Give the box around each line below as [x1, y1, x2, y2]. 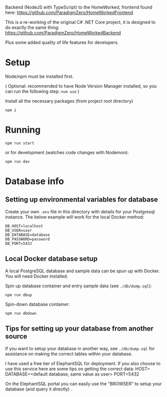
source [5, 332, 27, 341]
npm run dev [5, 159, 30, 164]
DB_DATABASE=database [5, 232, 50, 237]
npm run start [5, 141, 35, 146]
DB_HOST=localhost [5, 223, 43, 228]
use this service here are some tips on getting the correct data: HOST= [5, 366, 151, 372]
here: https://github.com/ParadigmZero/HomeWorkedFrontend [5, 9, 133, 15]
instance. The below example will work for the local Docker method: [5, 214, 144, 220]
